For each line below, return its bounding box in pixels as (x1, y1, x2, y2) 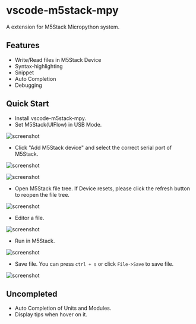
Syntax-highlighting (14, 62, 64, 70)
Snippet (14, 69, 34, 76)
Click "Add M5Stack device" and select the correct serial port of (14, 144, 172, 151)
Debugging (14, 81, 43, 89)
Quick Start (6, 99, 49, 109)
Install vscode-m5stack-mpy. (14, 114, 87, 122)
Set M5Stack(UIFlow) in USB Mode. (14, 121, 102, 128)
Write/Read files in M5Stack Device (14, 56, 102, 63)
